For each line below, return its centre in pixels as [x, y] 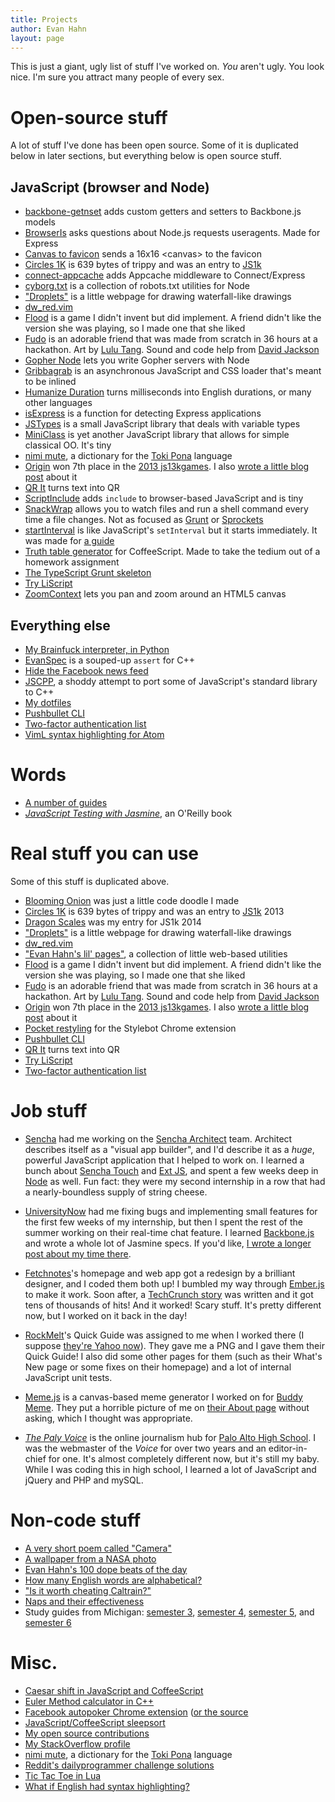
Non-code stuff [76, 1520]
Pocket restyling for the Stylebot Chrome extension [130, 1028]
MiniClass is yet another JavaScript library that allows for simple [157, 435]
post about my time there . [78, 1253]
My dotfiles [48, 702]
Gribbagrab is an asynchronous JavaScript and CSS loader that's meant [173, 371]
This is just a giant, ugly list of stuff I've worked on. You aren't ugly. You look [167, 67]
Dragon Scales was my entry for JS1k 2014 [113, 922]
